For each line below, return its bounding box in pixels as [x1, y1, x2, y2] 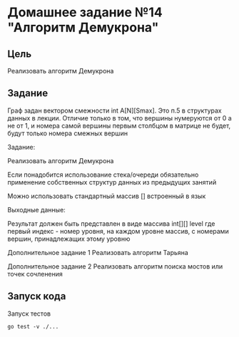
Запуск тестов [7, 309, 51, 318]
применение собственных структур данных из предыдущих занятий [7, 177, 217, 186]
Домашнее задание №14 [7, 4, 163, 21]
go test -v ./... [7, 323, 59, 330]
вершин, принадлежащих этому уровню [7, 234, 131, 243]
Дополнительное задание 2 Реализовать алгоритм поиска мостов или [7, 261, 223, 271]
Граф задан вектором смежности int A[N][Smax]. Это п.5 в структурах [7, 106, 223, 115]
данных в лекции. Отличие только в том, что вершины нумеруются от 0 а [7, 113, 232, 122]
